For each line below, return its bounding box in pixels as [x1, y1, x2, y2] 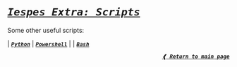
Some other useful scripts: [7, 26, 85, 34]
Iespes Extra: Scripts [7, 6, 140, 19]
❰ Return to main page [162, 53, 230, 60]
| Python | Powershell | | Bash [7, 39, 90, 47]
